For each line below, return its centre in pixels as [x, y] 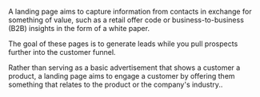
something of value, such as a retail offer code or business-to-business [126, 20]
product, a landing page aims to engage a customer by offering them [122, 76]
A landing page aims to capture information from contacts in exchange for [130, 12]
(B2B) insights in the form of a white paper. [79, 28]
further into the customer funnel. [62, 52]
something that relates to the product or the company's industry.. [116, 84]
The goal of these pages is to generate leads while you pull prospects [123, 44]
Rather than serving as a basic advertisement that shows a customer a [124, 68]
